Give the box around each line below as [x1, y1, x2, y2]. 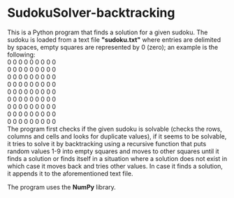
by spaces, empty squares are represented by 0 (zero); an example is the [7, 43, 219, 51]
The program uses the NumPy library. [7, 183, 117, 191]
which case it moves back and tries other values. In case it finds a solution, [7, 162, 224, 170]
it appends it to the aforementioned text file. [7, 169, 134, 178]
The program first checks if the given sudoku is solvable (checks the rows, [7, 125, 222, 133]
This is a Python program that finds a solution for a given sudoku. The [7, 28, 208, 36]
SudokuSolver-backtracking [7, 5, 175, 21]
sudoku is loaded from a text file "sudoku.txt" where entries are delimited [7, 35, 221, 43]
